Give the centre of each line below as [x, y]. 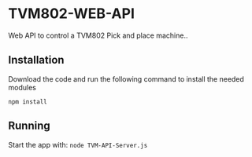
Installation [36, 60]
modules [22, 87]
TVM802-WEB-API [72, 14]
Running [30, 126]
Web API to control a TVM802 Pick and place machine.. [98, 35]
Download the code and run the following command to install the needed [126, 78]
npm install [28, 102]
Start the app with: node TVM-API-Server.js [78, 144]
